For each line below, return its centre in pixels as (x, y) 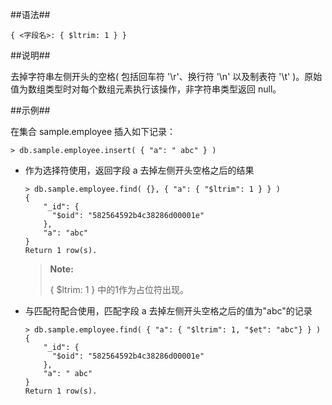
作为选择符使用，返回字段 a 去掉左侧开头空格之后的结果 (139, 170)
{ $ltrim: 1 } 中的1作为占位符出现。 (119, 289)
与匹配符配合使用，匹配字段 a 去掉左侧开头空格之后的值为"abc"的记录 (168, 311)
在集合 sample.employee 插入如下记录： (93, 131)
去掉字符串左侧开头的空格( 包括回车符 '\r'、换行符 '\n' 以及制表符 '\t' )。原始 (166, 76)
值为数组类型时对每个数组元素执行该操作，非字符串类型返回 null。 (146, 89)
